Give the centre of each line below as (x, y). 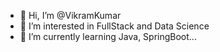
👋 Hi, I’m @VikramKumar (70, 15)
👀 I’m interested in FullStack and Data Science (114, 26)
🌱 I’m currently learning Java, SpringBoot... (108, 36)
